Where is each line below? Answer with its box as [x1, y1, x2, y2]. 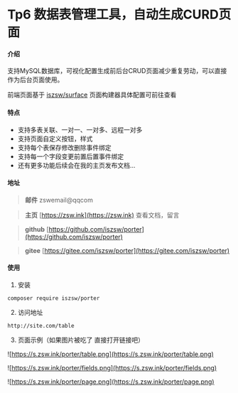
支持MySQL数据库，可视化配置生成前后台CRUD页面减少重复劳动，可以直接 [7, 67, 227, 75]
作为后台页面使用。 [7, 75, 64, 84]
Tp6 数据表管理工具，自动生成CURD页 [7, 6, 232, 23]
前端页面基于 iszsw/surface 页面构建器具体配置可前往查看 [7, 90, 177, 99]
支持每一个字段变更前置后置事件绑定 [17, 152, 124, 161]
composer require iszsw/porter [7, 295, 100, 302]
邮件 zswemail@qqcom [24, 195, 94, 204]
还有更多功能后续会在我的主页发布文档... [17, 161, 136, 169]
